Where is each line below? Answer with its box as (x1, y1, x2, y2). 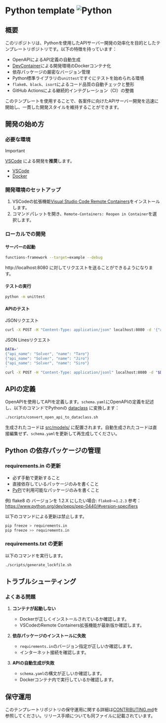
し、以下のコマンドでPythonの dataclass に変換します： (5, 405, 120, 411)
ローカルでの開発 (5, 230, 46, 237)
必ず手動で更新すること (12, 475, 60, 481)
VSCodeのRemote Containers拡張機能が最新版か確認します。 (19, 622, 145, 628)
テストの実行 (5, 283, 31, 289)
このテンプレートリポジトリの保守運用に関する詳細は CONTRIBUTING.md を (5, 707, 159, 713)
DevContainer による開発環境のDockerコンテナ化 (12, 63, 112, 69)
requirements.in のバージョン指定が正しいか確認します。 (19, 643, 135, 649)
